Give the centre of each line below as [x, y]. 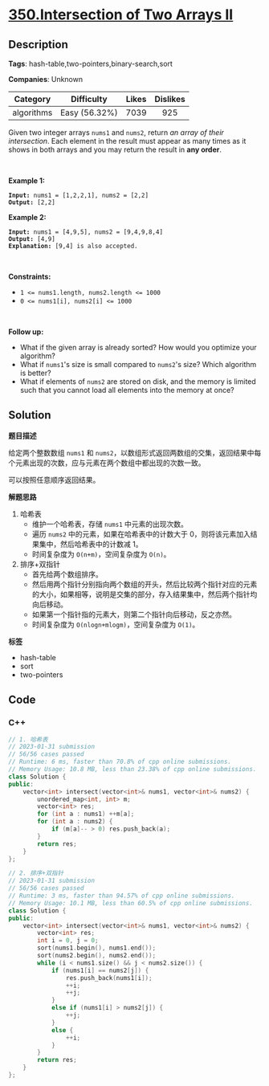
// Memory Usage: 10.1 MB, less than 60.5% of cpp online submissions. [130, 903]
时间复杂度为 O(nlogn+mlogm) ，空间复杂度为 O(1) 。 [116, 624]
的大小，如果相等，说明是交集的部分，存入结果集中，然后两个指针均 [145, 594]
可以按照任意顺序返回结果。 [54, 480]
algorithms [33, 112]
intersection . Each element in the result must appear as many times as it [127, 141]
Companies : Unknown [45, 79]
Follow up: [26, 332]
